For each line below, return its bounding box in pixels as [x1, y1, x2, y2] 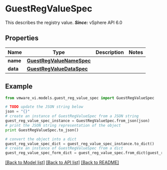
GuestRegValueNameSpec [26, 57, 91, 64]
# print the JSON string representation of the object [5, 123, 121, 128]
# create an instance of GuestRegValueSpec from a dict [5, 146, 123, 151]
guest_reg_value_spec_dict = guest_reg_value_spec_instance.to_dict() [5, 141, 155, 146]
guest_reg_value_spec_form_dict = [5, 151, 77, 156]
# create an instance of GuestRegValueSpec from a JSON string [5, 114, 139, 119]
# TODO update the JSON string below [5, 104, 83, 110]
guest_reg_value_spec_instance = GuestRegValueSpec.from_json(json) [5, 118, 150, 124]
